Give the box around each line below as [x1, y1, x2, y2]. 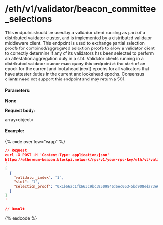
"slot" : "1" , [14, 179, 40, 185]
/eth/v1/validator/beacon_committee [5, 3, 156, 15]
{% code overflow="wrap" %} [5, 139, 65, 145]
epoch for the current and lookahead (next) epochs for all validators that [5, 65, 149, 71]
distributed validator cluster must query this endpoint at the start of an [5, 61, 146, 66]
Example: [5, 128, 25, 134]
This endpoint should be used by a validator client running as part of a [5, 30, 146, 35]
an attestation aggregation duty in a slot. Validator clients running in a [5, 55, 144, 61]
